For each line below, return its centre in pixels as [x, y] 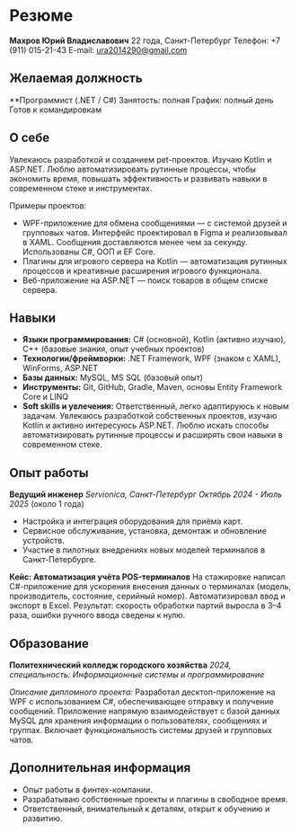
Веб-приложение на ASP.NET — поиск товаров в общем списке [145, 280]
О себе [30, 138]
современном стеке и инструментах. [81, 188]
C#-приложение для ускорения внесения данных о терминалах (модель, [150, 587]
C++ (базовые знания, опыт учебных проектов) [113, 349]
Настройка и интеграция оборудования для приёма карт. [132, 521]
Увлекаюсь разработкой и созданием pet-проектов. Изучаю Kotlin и [141, 159]
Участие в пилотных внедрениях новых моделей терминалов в [144, 550]
